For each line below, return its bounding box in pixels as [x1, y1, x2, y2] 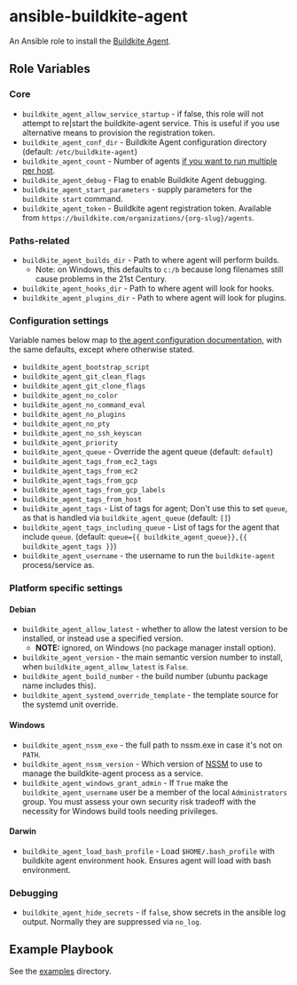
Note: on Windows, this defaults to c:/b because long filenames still [35, 264, 284, 275]
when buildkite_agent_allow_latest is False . [21, 661, 189, 672]
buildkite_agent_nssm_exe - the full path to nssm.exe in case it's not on [21, 740, 283, 750]
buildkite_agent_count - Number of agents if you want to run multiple [21, 156, 277, 166]
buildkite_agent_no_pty [21, 420, 111, 428]
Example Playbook [9, 942, 113, 957]
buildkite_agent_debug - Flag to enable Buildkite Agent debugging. [21, 174, 268, 185]
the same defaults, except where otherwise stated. [9, 344, 195, 355]
